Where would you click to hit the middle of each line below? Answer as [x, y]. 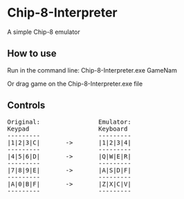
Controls [26, 105]
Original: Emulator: [69, 122]
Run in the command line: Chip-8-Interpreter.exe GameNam [92, 70]
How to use [32, 54]
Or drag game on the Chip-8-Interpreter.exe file [75, 84]
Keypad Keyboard [67, 129]
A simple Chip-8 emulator [44, 32]
